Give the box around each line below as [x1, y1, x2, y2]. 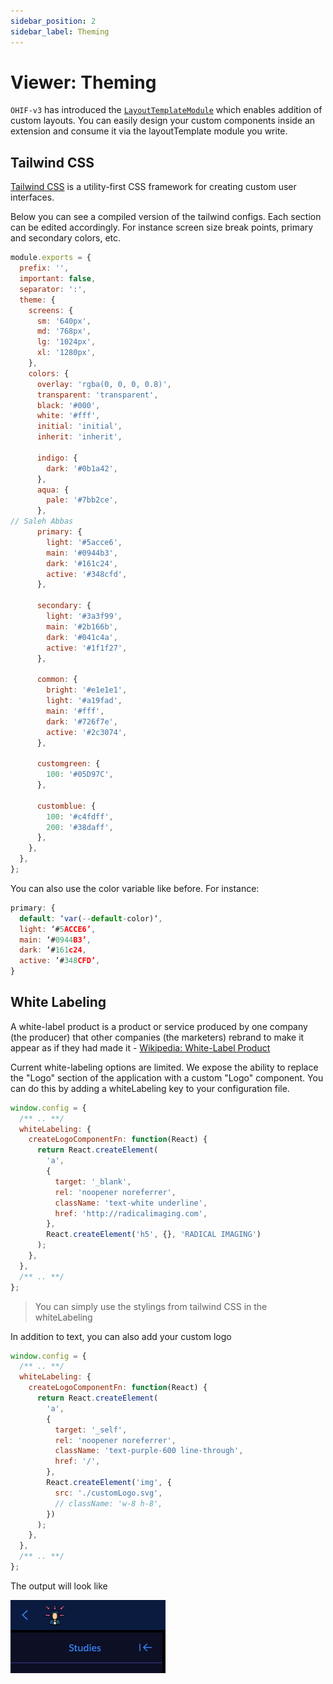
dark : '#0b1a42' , [46, 463, 118, 474]
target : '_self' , [54, 1425, 128, 1435]
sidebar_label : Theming [10, 26, 110, 37]
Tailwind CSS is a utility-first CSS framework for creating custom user [10, 181, 297, 193]
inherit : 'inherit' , [36, 432, 123, 442]
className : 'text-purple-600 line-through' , [54, 1446, 244, 1456]
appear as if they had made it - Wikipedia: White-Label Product [10, 1041, 271, 1054]
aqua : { [36, 485, 70, 495]
